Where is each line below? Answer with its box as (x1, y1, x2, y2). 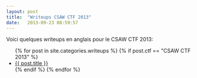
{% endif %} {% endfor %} (14, 66, 81, 73)
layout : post (6, 8, 39, 15)
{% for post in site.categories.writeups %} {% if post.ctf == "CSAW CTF (14, 47, 191, 54)
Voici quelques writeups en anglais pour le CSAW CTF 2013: (6, 36, 153, 43)
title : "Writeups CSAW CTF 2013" (6, 14, 92, 20)
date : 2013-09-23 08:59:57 (6, 19, 78, 25)
